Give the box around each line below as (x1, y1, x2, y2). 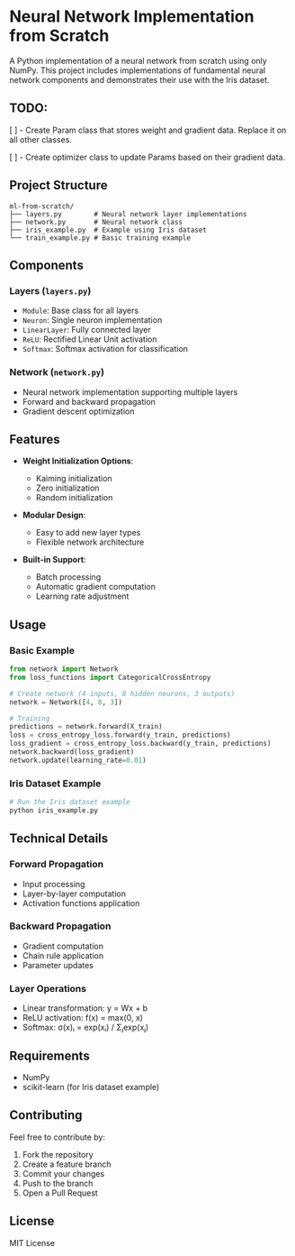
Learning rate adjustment (35, 591, 130, 601)
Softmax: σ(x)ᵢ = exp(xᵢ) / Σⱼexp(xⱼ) (22, 1022, 149, 1033)
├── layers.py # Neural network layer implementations (9, 209, 247, 218)
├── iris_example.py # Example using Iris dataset (9, 225, 207, 234)
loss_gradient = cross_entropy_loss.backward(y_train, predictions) (9, 739, 272, 748)
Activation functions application (22, 897, 140, 908)
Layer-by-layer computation (22, 888, 126, 899)
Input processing (22, 878, 85, 889)
